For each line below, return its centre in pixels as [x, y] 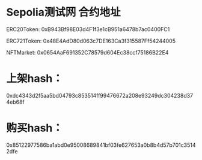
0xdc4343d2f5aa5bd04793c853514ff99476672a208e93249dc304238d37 [100, 95]
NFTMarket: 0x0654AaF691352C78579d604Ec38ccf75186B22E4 [87, 52]
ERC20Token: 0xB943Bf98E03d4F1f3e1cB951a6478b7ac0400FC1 [88, 29]
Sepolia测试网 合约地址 [63, 12]
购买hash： [35, 128]
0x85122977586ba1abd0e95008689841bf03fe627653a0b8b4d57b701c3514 [101, 145]
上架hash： [35, 79]
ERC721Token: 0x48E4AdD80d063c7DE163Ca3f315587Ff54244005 [91, 41]
